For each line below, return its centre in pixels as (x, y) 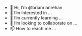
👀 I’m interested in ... (31, 13)
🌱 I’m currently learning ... (36, 18)
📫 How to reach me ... (33, 28)
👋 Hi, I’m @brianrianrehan (36, 8)
